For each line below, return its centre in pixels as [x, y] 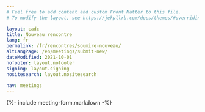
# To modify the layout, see [43, 18]
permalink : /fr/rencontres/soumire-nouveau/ [64, 46]
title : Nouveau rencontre [39, 34]
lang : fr [17, 40]
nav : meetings [24, 85]
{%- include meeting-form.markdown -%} [59, 103]
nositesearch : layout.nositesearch [52, 74]
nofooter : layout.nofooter [41, 63]
